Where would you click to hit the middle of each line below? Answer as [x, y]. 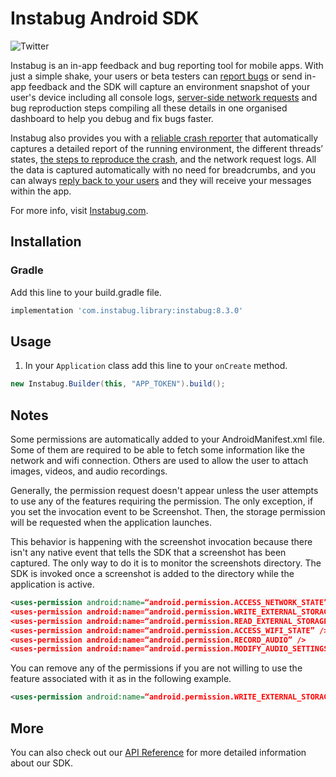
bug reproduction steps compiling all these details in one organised [149, 108]
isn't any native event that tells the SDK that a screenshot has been [148, 552]
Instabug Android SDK [105, 18]
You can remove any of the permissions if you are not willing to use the [156, 668]
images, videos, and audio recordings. [89, 471]
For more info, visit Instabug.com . [79, 210]
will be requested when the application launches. [111, 522]
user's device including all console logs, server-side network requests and [164, 97]
